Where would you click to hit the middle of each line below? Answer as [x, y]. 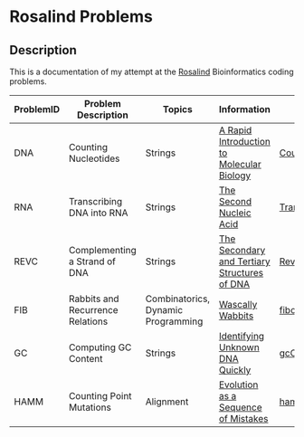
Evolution [238, 385]
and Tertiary [244, 261]
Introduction [245, 142]
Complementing [103, 250]
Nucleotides [94, 158]
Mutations [90, 407]
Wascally [238, 304]
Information [245, 109]
